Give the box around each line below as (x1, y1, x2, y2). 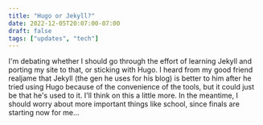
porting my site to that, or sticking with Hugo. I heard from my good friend (8, 65, 253, 75)
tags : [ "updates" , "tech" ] (8, 34, 99, 43)
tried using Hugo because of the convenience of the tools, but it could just (8, 82, 255, 92)
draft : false (8, 27, 52, 35)
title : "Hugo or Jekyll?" (8, 11, 95, 20)
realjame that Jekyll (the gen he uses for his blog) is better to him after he (8, 73, 252, 83)
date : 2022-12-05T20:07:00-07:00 (8, 19, 121, 27)
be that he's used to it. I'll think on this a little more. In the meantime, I (8, 90, 239, 101)
